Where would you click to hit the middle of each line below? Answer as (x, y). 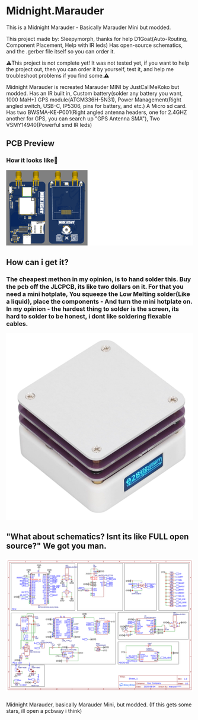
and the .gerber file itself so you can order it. (61, 51)
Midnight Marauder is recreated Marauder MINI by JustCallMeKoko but (93, 87)
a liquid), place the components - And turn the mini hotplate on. (99, 301)
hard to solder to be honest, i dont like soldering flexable (89, 316)
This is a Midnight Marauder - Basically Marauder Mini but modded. (89, 27)
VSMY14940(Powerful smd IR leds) (49, 125)
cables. (17, 323)
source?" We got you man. (56, 546)
